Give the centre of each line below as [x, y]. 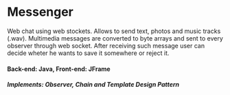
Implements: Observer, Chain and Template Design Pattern [93, 85]
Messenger [41, 12]
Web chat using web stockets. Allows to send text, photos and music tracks [114, 31]
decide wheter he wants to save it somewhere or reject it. [88, 53]
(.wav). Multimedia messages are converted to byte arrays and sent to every [115, 38]
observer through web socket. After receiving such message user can [106, 45]
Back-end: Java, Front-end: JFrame [59, 69]
